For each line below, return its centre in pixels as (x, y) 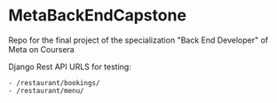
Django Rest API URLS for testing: (70, 67)
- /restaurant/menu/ (47, 91)
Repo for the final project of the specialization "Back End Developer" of (138, 40)
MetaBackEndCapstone (98, 16)
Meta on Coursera (41, 49)
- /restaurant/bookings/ (54, 83)
